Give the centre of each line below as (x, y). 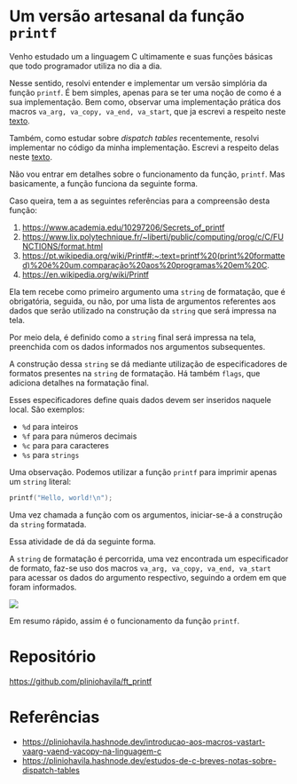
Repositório (53, 657)
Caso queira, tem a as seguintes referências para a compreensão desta (140, 201)
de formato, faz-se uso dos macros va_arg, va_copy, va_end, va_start (141, 568)
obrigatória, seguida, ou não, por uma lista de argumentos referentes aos (143, 301)
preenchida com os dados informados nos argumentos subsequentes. (137, 346)
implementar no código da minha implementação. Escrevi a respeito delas (144, 147)
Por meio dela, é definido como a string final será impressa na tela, (133, 337)
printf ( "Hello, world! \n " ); (61, 498)
